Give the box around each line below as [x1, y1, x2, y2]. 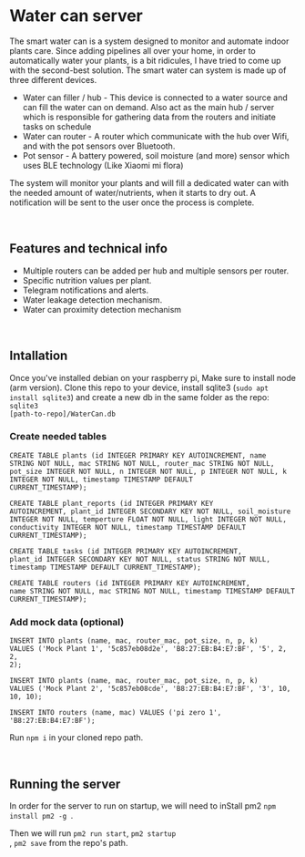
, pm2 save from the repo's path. [9, 837, 128, 848]
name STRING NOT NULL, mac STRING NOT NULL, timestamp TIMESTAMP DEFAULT [9, 586, 296, 595]
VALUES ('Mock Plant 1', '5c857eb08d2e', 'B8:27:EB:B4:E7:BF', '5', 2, [9, 645, 287, 654]
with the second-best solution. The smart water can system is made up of [9, 65, 287, 76]
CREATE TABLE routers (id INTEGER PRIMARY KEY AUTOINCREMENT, [9, 578, 250, 588]
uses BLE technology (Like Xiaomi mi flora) [22, 160, 184, 170]
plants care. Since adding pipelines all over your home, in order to [9, 45, 257, 56]
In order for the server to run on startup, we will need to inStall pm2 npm [9, 800, 277, 811]
